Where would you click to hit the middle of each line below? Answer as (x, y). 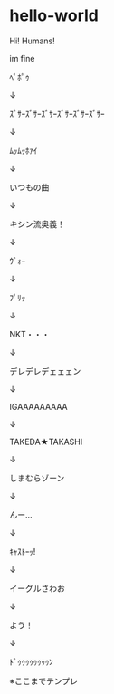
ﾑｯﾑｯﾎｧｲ (24, 150)
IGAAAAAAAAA (38, 406)
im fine (22, 58)
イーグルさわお (37, 588)
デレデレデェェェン (45, 371)
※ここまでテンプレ (44, 680)
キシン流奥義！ (37, 223)
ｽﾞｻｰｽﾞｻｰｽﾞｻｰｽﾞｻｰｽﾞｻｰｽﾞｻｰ (57, 113)
